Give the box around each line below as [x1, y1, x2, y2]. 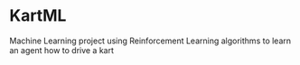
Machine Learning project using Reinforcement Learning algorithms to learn [9, 35, 292, 46]
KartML [9, 5, 67, 26]
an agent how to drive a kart [9, 44, 115, 55]
